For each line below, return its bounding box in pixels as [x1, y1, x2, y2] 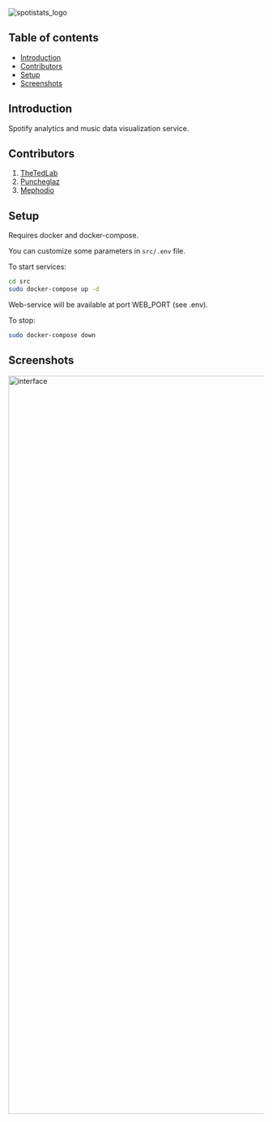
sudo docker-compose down [8, 331, 96, 339]
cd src [8, 278, 31, 286]
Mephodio [19, 186, 55, 195]
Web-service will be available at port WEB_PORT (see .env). [8, 300, 209, 309]
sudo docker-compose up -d [8, 285, 100, 293]
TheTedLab [19, 169, 58, 178]
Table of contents [8, 31, 99, 45]
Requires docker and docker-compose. [8, 231, 139, 241]
